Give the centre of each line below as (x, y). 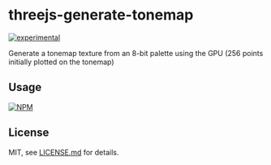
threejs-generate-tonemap (101, 15)
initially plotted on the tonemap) (62, 62)
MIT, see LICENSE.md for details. (64, 152)
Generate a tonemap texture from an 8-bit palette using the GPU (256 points (136, 53)
